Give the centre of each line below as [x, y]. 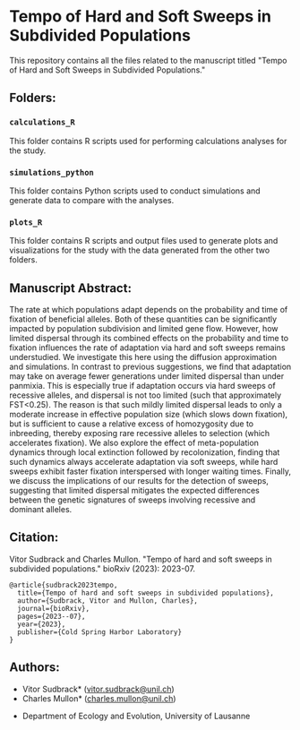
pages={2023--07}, [52, 616]
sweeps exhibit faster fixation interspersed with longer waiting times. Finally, [150, 471]
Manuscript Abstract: [71, 288]
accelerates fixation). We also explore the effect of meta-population [134, 443]
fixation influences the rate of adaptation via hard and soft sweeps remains [147, 348]
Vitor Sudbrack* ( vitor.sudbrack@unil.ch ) [98, 689]
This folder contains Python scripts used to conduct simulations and [135, 191]
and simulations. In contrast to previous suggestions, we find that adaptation [150, 367]
